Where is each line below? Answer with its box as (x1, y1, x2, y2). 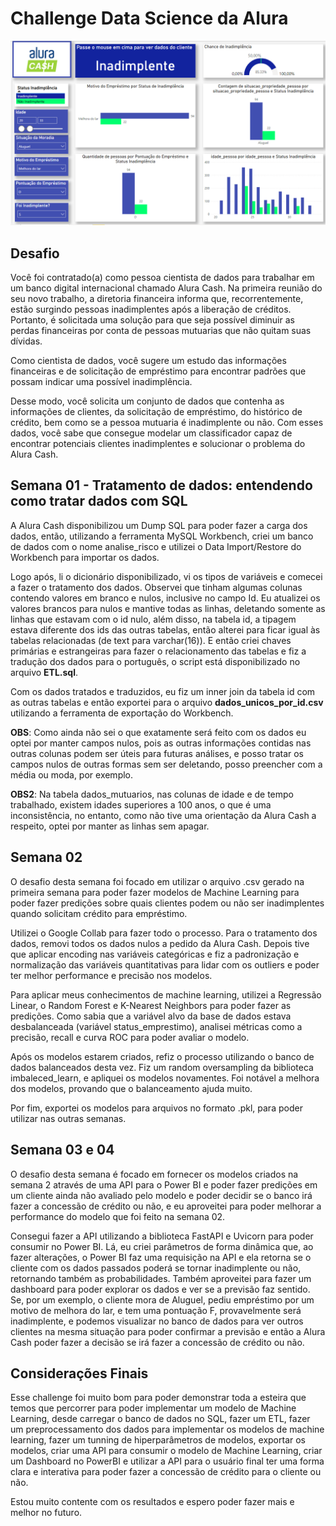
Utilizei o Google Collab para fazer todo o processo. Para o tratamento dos (10, 927, 318, 939)
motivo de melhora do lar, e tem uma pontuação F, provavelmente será (10, 1304, 302, 1316)
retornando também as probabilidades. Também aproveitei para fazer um (10, 1272, 312, 1284)
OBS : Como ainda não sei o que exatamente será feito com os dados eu (10, 726, 307, 738)
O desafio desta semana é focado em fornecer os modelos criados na (10, 1168, 299, 1180)
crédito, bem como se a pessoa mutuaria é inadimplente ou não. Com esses (10, 417, 324, 429)
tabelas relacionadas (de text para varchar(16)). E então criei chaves (10, 634, 292, 646)
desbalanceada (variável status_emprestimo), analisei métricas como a (10, 1020, 303, 1032)
